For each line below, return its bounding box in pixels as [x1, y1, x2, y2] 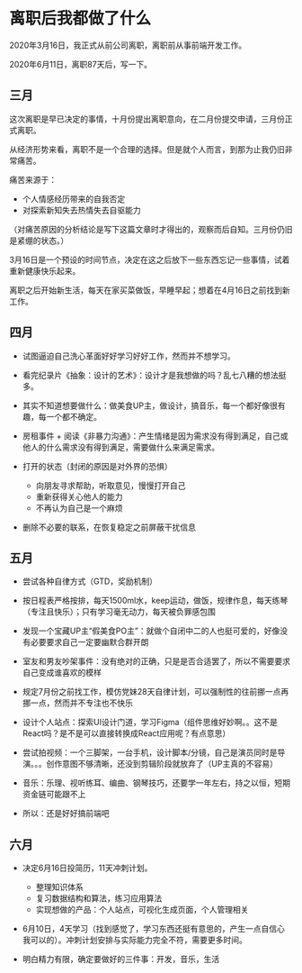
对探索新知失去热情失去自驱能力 [22, 205, 141, 215]
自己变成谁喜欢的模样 [22, 668, 102, 678]
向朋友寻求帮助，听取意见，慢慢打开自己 [35, 479, 186, 491]
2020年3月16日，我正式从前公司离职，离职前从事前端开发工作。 [9, 40, 247, 50]
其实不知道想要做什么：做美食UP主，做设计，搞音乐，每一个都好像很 [22, 400, 279, 411]
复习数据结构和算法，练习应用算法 [35, 893, 163, 904]
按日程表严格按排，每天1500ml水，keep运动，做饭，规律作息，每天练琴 [22, 596, 289, 606]
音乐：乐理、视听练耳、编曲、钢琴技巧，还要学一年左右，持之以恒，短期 [22, 777, 290, 788]
